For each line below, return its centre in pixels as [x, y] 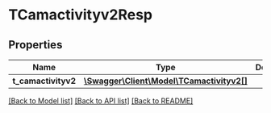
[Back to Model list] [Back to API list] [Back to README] [101, 101]
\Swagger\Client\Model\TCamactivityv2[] [165, 81]
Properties [35, 45]
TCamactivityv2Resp [81, 15]
